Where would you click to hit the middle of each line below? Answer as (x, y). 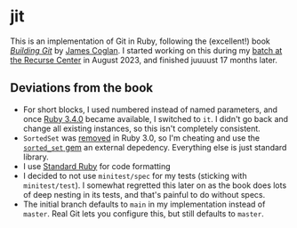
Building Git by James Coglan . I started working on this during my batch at (146, 50)
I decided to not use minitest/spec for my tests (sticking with (135, 175)
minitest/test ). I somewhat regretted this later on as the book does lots (155, 185)
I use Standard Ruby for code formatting (97, 166)
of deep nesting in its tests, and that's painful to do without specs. (144, 194)
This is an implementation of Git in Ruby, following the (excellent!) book (140, 41)
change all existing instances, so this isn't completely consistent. (141, 128)
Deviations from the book (82, 88)
